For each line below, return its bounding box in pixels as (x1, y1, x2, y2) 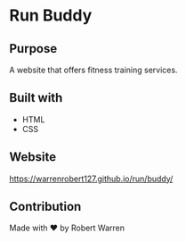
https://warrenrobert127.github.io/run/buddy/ (9, 173, 174, 184)
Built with (9, 90, 63, 105)
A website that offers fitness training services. (9, 64, 178, 75)
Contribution (9, 199, 82, 214)
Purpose (9, 41, 58, 56)
